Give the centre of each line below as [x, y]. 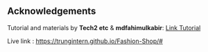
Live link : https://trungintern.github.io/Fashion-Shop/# [85, 41]
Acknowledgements [52, 11]
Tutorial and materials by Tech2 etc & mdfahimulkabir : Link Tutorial [104, 27]
